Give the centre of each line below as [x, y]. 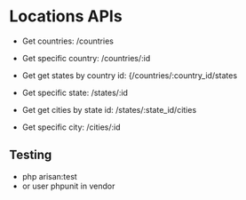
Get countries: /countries [67, 41]
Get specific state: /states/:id [75, 92]
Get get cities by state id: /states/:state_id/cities [109, 109]
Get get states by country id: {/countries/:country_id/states [130, 75]
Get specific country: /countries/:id [86, 58]
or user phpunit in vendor [68, 186]
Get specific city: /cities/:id [71, 127]
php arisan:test [49, 176]
